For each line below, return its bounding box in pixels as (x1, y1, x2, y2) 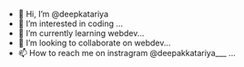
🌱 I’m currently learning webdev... (17, 28, 145, 38)
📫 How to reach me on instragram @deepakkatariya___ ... (17, 48, 236, 58)
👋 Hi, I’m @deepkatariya (17, 9, 109, 19)
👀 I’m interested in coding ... (17, 18, 124, 29)
